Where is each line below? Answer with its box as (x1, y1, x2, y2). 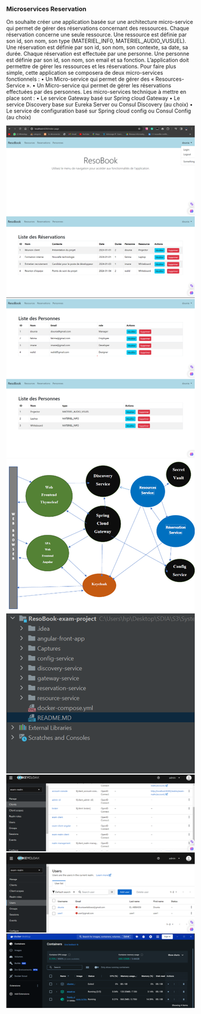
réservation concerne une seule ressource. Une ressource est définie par (6, 31, 187, 38)
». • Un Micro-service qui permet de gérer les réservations (26, 82, 172, 89)
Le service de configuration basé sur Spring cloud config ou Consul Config (6, 107, 191, 115)
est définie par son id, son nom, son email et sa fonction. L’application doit (6, 56, 190, 64)
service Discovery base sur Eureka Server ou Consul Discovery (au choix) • (6, 101, 193, 108)
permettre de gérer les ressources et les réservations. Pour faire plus (6, 63, 176, 70)
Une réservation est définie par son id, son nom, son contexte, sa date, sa (6, 44, 188, 51)
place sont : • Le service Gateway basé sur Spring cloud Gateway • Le (6, 95, 181, 102)
